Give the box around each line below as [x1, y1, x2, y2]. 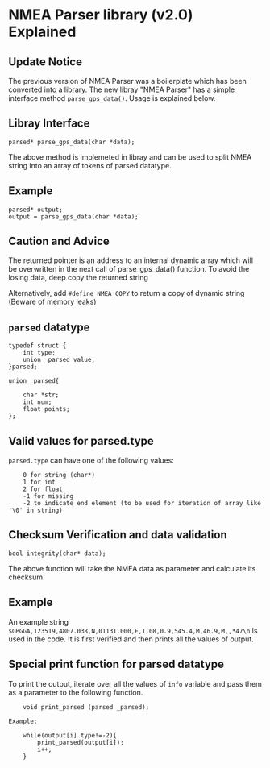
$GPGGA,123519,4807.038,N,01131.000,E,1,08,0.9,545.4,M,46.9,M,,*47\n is [8, 625, 258, 635]
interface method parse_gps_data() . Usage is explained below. [8, 93, 216, 102]
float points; [23, 405, 70, 413]
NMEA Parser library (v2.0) [8, 6, 193, 24]
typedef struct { [8, 342, 67, 350]
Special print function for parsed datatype [8, 658, 224, 671]
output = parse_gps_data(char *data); [8, 212, 139, 221]
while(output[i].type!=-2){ [23, 731, 117, 739]
